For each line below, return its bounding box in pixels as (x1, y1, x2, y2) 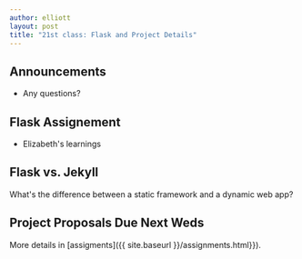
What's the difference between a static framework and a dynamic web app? (9, 188, 294, 200)
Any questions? (22, 88, 81, 99)
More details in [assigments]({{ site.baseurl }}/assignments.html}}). (9, 239, 262, 250)
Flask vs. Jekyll (9, 164, 99, 180)
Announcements (9, 64, 106, 79)
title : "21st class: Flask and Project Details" (9, 30, 197, 39)
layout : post (9, 22, 59, 31)
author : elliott (9, 13, 71, 23)
